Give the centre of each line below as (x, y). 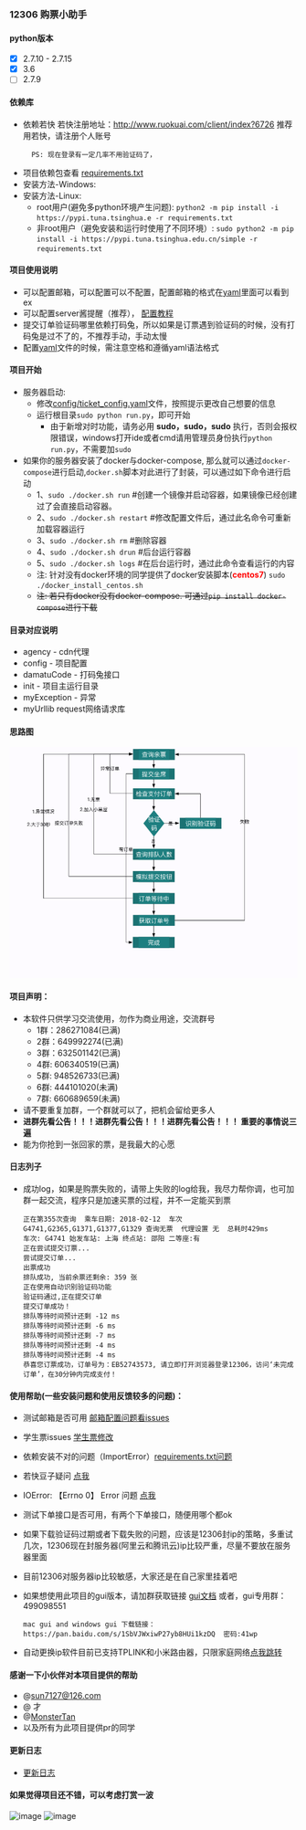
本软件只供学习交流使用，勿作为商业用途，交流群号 (119, 1018)
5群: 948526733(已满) (78, 1076)
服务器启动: (44, 392)
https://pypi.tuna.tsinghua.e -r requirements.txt (135, 218)
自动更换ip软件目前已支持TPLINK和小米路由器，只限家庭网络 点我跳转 (153, 1652)
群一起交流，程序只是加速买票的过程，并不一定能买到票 (127, 1200)
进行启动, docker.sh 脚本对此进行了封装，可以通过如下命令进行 (167, 471)
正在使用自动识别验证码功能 (67, 1288)
